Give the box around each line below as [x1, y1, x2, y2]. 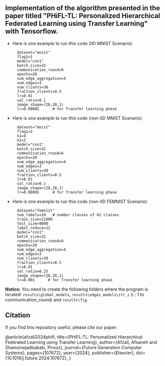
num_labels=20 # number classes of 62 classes [17, 212, 119, 217]
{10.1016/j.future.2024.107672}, [5, 355, 68, 361]
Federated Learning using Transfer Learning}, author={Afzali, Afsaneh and [5, 339, 158, 345]
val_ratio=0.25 [17, 269, 49, 274]
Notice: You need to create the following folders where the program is [5, 286, 149, 292]
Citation [5, 311, 31, 319]
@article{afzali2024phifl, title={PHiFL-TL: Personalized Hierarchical [5, 334, 143, 340]
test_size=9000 [17, 221, 49, 226]
